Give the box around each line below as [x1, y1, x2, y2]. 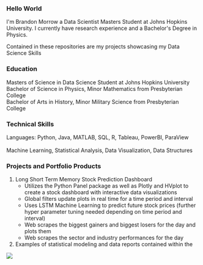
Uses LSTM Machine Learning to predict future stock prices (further [24, 201, 196, 209]
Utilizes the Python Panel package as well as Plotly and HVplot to [24, 182, 189, 190]
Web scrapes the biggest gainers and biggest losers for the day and [24, 221, 196, 228]
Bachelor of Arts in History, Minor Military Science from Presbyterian [6, 98, 179, 105]
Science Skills [6, 49, 42, 57]
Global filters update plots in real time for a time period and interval [24, 195, 193, 203]
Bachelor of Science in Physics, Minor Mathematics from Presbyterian [6, 85, 183, 92]
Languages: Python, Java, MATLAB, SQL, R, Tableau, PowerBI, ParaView [6, 133, 189, 141]
